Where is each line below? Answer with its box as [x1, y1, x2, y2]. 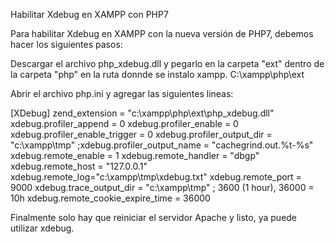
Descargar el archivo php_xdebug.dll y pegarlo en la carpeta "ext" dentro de [10, 58, 325, 69]
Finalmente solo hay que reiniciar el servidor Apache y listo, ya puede [10, 212, 298, 223]
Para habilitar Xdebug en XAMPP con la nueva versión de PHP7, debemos [10, 28, 314, 39]
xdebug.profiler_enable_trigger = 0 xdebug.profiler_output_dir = [10, 129, 273, 140]
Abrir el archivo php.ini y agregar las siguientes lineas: [10, 88, 234, 99]
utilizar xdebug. [10, 222, 75, 234]
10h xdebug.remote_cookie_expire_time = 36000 [10, 192, 211, 204]
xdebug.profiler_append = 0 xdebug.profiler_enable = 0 [10, 118, 239, 129]
